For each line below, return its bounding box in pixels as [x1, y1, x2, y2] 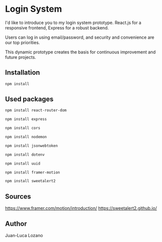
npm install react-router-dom [5, 108, 67, 113]
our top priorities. [5, 39, 40, 45]
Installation [5, 69, 40, 77]
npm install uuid [5, 161, 41, 166]
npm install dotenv [5, 152, 45, 157]
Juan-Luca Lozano [5, 232, 43, 238]
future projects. [5, 54, 36, 60]
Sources [5, 192, 31, 200]
